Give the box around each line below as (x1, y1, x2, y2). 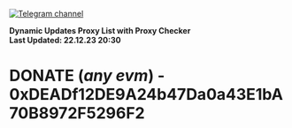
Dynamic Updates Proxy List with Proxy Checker (9, 26, 191, 35)
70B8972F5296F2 (9, 103, 145, 124)
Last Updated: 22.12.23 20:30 (9, 35, 121, 45)
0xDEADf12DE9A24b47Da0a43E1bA (9, 85, 283, 105)
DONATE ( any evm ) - (9, 66, 165, 86)
